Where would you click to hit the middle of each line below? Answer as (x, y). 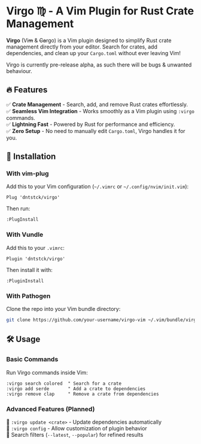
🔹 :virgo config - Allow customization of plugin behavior (77, 428)
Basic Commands (32, 360)
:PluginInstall (25, 281)
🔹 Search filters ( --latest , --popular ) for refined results (75, 434)
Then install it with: (29, 270)
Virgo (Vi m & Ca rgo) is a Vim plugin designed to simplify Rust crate (89, 40)
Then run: (18, 209)
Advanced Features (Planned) (51, 409)
